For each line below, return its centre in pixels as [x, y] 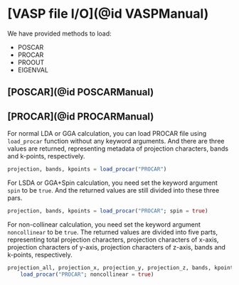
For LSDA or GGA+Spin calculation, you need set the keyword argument [113, 183]
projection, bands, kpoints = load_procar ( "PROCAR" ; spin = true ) [108, 211]
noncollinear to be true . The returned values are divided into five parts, [113, 232]
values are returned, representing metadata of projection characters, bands [118, 149]
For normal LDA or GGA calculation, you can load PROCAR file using [107, 134]
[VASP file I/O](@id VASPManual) [108, 14]
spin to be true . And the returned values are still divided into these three [113, 190]
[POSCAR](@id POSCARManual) [81, 92]
